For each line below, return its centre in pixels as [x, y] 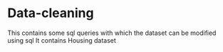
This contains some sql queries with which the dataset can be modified [112, 33]
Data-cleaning [51, 13]
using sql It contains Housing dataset [62, 40]
